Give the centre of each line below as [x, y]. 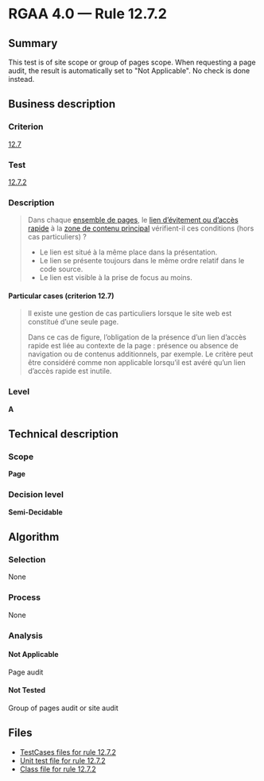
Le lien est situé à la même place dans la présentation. [128, 252]
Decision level [36, 495]
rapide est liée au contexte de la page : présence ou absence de [133, 346]
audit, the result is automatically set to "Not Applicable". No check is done [129, 71]
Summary [33, 43]
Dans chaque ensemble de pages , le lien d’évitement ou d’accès [133, 220]
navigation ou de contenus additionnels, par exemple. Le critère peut [140, 354]
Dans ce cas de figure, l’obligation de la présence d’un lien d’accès [137, 337]
